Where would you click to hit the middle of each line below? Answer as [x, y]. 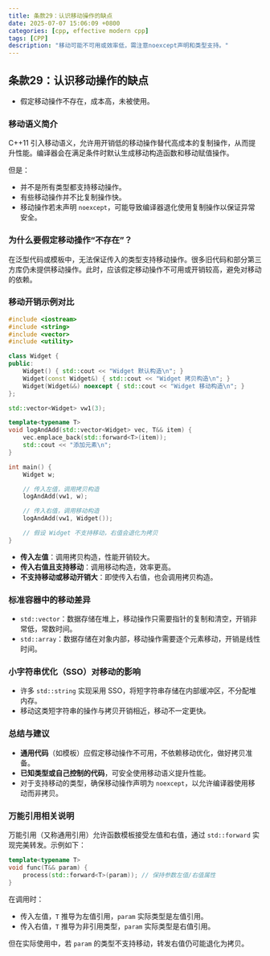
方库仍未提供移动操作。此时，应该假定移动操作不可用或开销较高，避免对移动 [135, 269]
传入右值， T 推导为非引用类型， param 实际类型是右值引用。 [117, 926]
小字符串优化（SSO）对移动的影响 [75, 672]
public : [21, 364]
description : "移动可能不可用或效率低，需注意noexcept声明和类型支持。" [119, 46]
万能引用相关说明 [41, 815]
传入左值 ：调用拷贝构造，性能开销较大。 [87, 556]
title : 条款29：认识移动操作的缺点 [61, 16]
